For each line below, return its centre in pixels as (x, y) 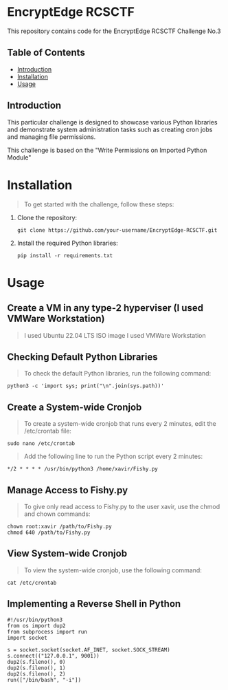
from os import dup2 (37, 626)
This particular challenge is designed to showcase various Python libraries (112, 122)
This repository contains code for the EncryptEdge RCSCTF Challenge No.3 (114, 31)
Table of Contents (46, 53)
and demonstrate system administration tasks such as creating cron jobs (110, 129)
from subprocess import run (47, 632)
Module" (19, 157)
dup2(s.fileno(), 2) (37, 674)
